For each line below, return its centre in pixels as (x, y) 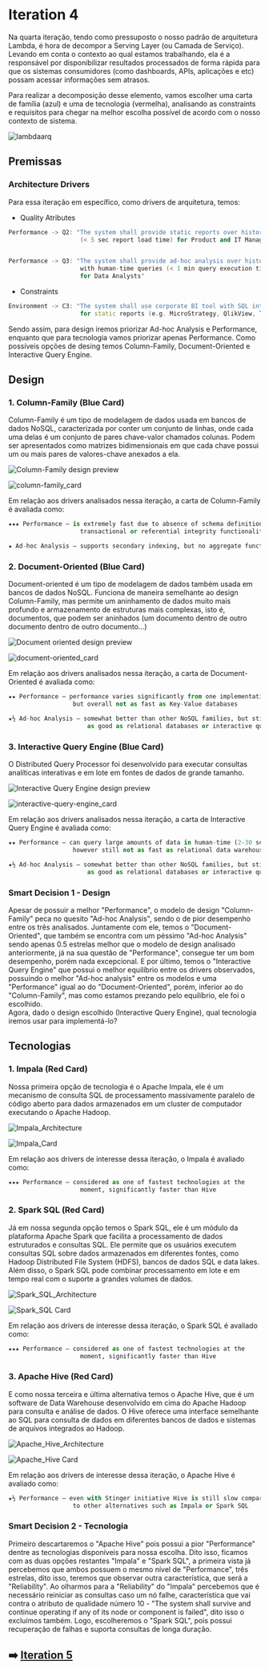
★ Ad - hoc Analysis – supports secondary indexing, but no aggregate (125, 546)
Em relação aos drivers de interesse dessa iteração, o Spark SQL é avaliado (133, 1325)
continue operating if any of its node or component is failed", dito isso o (126, 1612)
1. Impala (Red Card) (48, 1069)
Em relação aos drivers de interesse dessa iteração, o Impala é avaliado (126, 1158)
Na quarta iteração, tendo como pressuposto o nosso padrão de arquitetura (133, 37)
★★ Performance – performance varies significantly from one (112, 697)
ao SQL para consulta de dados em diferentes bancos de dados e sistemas (132, 1419)
